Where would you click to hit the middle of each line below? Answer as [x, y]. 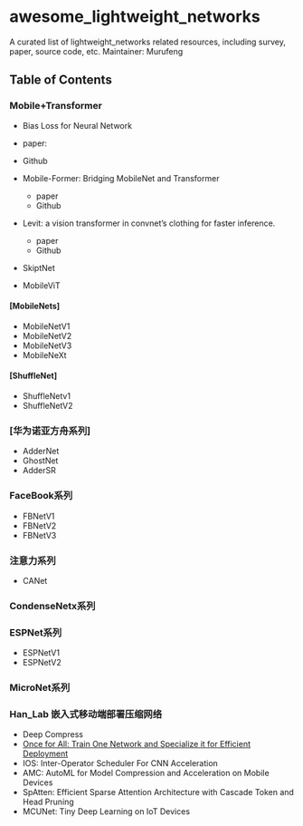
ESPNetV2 [42, 663]
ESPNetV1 [41, 653]
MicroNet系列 [40, 688]
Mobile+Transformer [56, 106]
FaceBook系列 [41, 496]
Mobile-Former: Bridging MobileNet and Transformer [121, 178]
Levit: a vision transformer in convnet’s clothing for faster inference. [149, 223]
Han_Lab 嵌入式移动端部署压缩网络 [86, 714]
